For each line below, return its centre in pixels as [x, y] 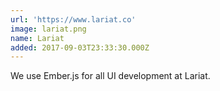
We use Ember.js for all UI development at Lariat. [110, 76]
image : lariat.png [48, 29]
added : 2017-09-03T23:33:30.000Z [80, 47]
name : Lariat [37, 38]
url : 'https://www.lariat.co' [73, 19]
